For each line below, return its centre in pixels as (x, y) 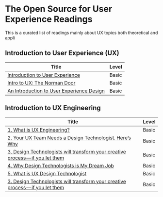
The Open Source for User (59, 9)
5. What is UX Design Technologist (47, 173)
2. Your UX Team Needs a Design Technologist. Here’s (69, 138)
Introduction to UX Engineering (53, 108)
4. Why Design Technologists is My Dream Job (61, 165)
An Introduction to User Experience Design (56, 91)
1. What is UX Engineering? (39, 130)
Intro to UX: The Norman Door (41, 82)
